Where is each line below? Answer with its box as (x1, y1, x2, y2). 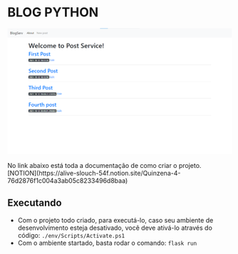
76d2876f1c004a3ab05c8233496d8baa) (7, 176, 128, 185)
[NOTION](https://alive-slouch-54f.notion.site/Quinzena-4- (7, 169, 181, 177)
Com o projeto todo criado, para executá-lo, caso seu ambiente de (17, 216, 214, 224)
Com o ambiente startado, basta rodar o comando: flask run (17, 238, 197, 247)
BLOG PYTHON (7, 4, 99, 21)
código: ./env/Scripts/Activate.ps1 (17, 231, 125, 239)
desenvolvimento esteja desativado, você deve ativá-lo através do (17, 223, 212, 232)
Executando (7, 197, 62, 209)
